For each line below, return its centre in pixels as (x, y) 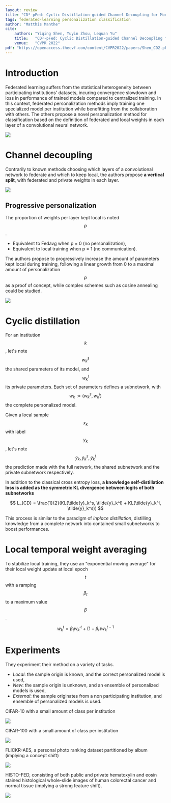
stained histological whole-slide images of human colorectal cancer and (81, 780)
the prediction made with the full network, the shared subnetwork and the (82, 467)
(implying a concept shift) (32, 755)
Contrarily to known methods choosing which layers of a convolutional (79, 169)
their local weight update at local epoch (47, 569)
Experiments (33, 651)
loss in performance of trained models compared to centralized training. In (83, 98)
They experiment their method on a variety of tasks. (60, 664)
